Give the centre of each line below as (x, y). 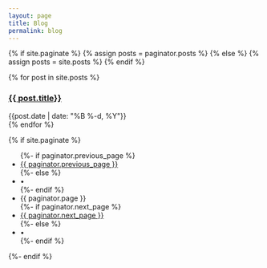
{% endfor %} (31, 124)
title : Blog (28, 23)
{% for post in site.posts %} (54, 78)
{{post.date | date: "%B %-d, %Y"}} (67, 116)
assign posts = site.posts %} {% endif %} (77, 62)
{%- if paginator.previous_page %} (77, 155)
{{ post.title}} (35, 99)
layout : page (30, 16)
